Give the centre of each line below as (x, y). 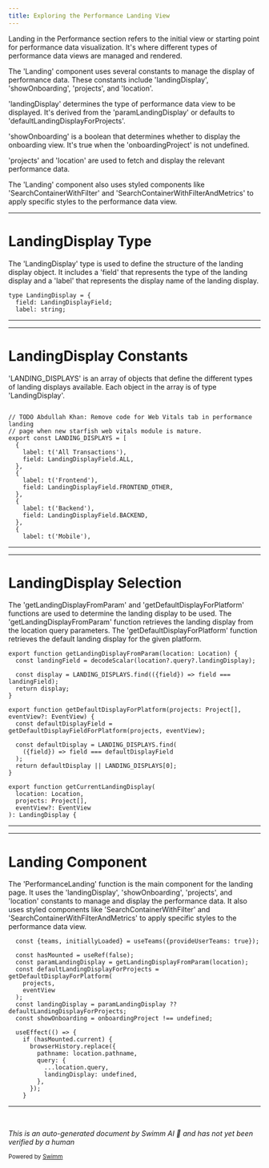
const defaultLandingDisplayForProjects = (87, 970)
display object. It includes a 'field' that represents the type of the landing (128, 272)
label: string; (41, 309)
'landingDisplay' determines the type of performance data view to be (122, 103)
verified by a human (42, 1142)
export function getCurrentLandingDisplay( (82, 787)
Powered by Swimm (36, 1157)
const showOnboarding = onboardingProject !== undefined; (114, 1019)
